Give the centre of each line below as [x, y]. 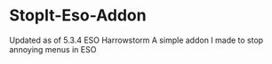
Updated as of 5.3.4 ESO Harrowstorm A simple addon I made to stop [136, 40]
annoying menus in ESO [53, 49]
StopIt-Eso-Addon [78, 16]
